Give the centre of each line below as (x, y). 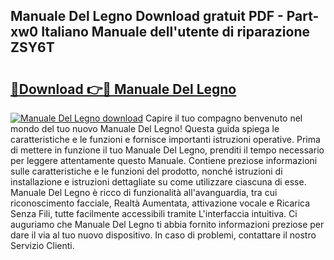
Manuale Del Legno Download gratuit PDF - (147, 16)
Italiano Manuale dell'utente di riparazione (175, 32)
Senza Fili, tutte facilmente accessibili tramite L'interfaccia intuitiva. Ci (154, 213)
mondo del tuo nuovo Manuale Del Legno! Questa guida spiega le (145, 128)
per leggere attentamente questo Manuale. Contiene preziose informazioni (164, 160)
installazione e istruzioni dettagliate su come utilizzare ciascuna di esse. (158, 182)
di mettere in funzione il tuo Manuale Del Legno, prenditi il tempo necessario (167, 150)
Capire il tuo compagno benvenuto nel (224, 118)
